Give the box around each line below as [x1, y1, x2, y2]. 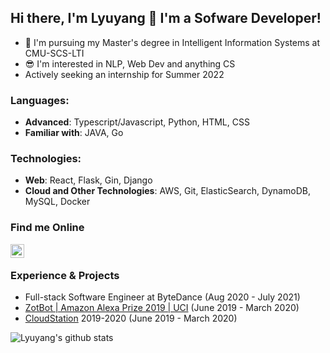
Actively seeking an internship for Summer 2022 [24, 68, 225, 80]
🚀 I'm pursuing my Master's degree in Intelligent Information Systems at [24, 36, 321, 48]
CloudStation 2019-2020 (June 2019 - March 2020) [24, 312, 238, 324]
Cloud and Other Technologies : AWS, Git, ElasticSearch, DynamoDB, [24, 185, 311, 197]
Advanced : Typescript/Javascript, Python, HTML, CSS [24, 116, 250, 128]
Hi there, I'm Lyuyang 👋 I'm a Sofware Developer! [10, 10, 322, 27]
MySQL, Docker [24, 196, 91, 208]
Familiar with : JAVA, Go [24, 127, 124, 139]
